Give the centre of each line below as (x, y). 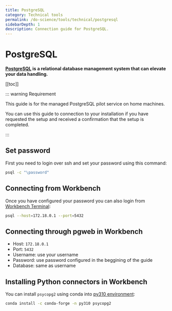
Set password (28, 151)
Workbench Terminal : (28, 206)
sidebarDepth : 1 (23, 24)
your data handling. (27, 74)
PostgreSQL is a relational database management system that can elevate (86, 69)
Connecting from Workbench (53, 188)
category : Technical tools (34, 15)
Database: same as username (44, 266)
